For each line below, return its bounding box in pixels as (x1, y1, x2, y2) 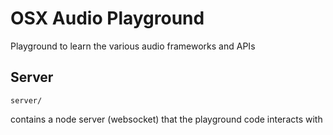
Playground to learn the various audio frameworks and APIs (10, 40, 256, 52)
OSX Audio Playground (10, 7, 205, 30)
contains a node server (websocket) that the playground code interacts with (10, 113, 323, 125)
